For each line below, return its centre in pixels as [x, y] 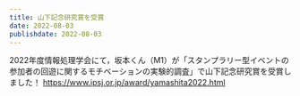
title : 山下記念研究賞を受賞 [57, 17]
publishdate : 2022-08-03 [56, 34]
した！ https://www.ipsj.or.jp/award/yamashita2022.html [121, 83]
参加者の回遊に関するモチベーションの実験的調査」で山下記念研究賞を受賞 [146, 71]
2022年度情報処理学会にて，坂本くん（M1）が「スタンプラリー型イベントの [149, 60]
